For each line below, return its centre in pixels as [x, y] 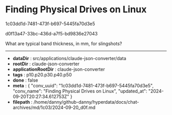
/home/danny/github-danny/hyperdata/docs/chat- [86, 102]
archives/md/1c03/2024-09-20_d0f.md [54, 107]
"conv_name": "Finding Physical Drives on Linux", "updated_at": [80, 91]
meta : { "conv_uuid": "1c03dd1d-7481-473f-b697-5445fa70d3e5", [83, 85]
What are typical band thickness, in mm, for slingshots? [64, 43]
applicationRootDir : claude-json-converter [59, 69]
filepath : [23, 102]
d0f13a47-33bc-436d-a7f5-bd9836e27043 [52, 33]
